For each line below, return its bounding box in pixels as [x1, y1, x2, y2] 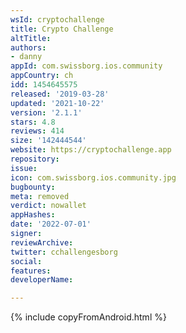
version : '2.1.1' [10, 107, 83, 118]
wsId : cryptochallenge [10, 14, 105, 25]
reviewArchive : [10, 237, 74, 248]
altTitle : [10, 33, 52, 43]
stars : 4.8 [10, 117, 56, 127]
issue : [10, 163, 38, 173]
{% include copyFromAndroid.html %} [10, 311, 167, 323]
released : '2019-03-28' [10, 89, 110, 99]
